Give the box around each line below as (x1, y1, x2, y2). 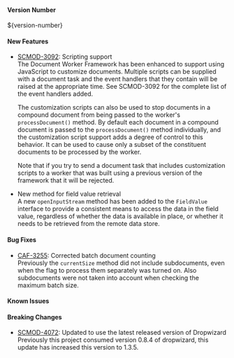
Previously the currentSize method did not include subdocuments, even (17, 259, 225, 267)
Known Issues (7, 297, 50, 306)
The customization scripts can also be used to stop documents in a (17, 103, 211, 112)
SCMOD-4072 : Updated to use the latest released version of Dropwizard (17, 329, 227, 337)
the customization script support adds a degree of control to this (17, 133, 204, 141)
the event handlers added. (17, 89, 94, 98)
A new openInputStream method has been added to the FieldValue (17, 197, 208, 206)
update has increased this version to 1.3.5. (17, 343, 139, 352)
